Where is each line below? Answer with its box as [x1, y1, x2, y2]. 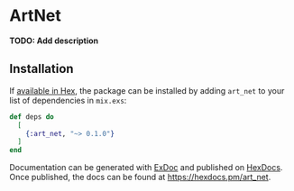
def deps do [9, 112, 54, 122]
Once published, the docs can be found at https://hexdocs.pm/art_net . [9, 172, 271, 183]
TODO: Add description [9, 35, 99, 46]
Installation [9, 61, 74, 77]
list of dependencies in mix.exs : [9, 95, 127, 105]
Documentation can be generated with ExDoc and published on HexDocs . [9, 162, 283, 173]
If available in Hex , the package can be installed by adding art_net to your [9, 85, 285, 95]
